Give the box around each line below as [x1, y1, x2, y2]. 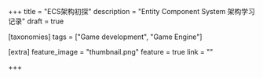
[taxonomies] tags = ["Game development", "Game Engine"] [8, 32, 203, 41]
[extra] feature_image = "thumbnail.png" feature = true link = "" [8, 48, 214, 56]
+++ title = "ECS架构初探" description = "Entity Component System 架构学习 [8, 7, 255, 16]
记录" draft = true [8, 16, 64, 26]
